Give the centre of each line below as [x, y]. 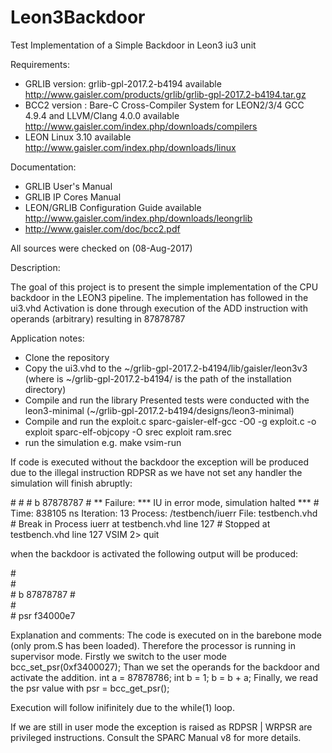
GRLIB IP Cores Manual [73, 197]
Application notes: [47, 338]
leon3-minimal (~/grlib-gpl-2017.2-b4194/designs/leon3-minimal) [159, 410]
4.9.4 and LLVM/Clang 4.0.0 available [102, 115]
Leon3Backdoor [78, 17]
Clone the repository [67, 357]
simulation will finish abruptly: [71, 483]
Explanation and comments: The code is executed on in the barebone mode [166, 635]
